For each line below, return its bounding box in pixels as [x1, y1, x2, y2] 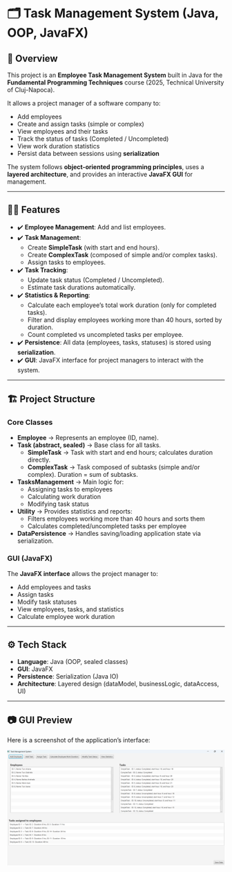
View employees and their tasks [17, 128, 108, 135]
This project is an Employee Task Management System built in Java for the [7, 71, 223, 79]
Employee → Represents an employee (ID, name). [17, 433, 159, 442]
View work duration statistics [17, 142, 100, 150]
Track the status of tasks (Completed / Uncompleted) [17, 134, 169, 143]
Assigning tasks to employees [27, 485, 113, 493]
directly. [27, 455, 51, 464]
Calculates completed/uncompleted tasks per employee [27, 521, 187, 530]
